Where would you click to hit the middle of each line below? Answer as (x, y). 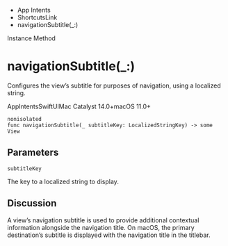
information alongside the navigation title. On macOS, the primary (101, 227)
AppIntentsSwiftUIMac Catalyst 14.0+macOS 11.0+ (79, 106)
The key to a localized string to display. (63, 181)
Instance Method (31, 38)
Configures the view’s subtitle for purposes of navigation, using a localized (114, 85)
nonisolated (24, 119)
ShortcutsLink (37, 17)
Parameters (33, 153)
